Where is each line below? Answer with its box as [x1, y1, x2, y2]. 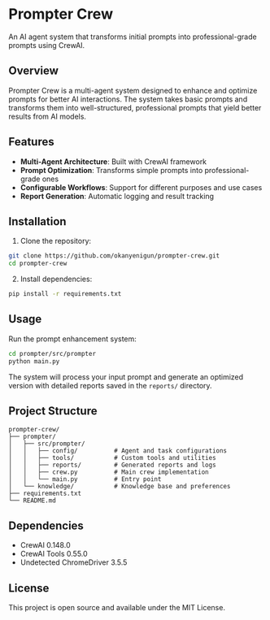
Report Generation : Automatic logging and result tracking [20, 191, 214, 201]
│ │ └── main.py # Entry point [8, 475, 162, 483]
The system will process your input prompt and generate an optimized [8, 371, 244, 382]
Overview [8, 64, 59, 78]
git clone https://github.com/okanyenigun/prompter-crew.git [8, 252, 220, 260]
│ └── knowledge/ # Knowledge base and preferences [8, 483, 231, 491]
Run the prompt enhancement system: [8, 334, 137, 344]
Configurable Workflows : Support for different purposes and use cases [20, 182, 263, 192]
